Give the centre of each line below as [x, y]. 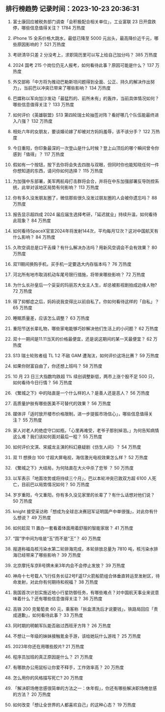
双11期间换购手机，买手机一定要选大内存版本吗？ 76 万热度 [72, 264]
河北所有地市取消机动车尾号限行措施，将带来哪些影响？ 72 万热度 [79, 274]
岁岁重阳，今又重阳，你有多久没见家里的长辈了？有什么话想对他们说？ [84, 494]
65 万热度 [22, 307]
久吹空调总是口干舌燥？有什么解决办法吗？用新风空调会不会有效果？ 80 [85, 247]
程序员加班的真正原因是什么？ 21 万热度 [53, 657]
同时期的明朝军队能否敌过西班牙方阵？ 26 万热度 [62, 626]
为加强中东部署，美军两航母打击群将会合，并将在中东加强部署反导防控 [84, 181]
